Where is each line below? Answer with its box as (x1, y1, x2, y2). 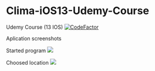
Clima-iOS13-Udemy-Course (6, 4, 150, 18)
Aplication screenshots (6, 35, 62, 42)
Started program (6, 47, 46, 54)
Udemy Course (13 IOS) (6, 23, 63, 31)
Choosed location (6, 59, 49, 66)
